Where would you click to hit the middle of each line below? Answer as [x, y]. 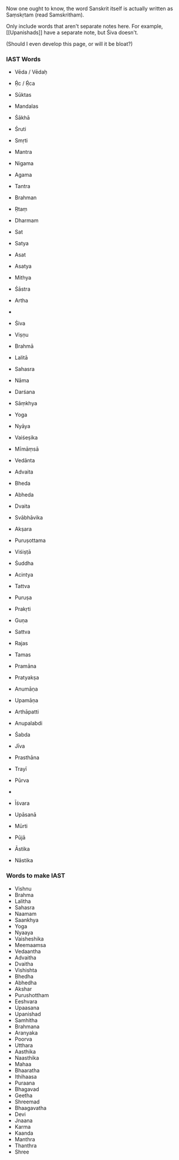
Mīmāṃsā [27, 449]
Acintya [24, 575]
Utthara [24, 1045]
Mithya [23, 278]
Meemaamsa [30, 945]
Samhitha [26, 1020]
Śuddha [24, 563]
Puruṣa [23, 597]
